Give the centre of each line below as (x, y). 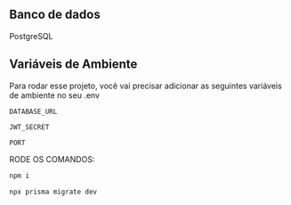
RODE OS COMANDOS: (52, 159)
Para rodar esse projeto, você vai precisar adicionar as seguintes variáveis (145, 86)
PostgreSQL (31, 36)
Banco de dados (55, 15)
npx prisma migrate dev (53, 192)
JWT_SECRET (29, 127)
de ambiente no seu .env (55, 95)
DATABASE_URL (33, 111)
